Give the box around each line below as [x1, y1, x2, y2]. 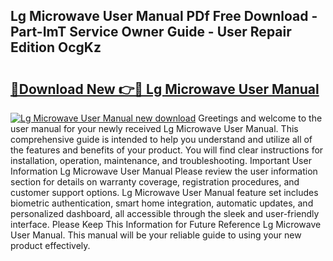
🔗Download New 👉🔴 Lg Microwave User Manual [10, 80, 320, 98]
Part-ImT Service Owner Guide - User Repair [10, 24, 292, 41]
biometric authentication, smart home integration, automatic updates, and [10, 197, 314, 209]
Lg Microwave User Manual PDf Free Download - [10, 8, 318, 25]
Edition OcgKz [10, 39, 102, 56]
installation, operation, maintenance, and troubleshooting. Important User [10, 155, 312, 166]
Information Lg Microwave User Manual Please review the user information [10, 165, 318, 177]
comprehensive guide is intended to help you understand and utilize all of [10, 134, 313, 145]
